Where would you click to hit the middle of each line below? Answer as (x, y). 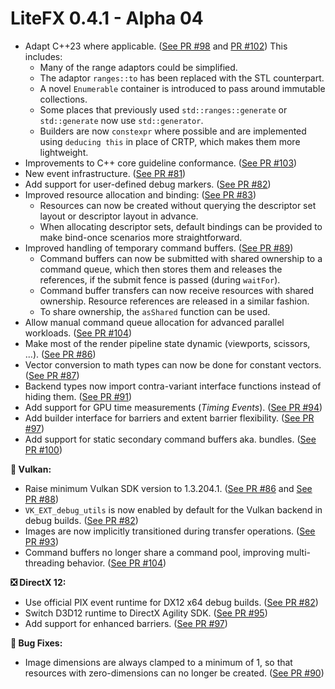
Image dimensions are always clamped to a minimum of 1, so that (158, 662)
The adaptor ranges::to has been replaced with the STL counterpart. (182, 78)
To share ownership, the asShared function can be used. (155, 311)
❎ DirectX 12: (38, 582)
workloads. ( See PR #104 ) (78, 333)
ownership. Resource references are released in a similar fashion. (174, 301)
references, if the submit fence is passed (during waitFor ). (160, 279)
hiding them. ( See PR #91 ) (78, 396)
